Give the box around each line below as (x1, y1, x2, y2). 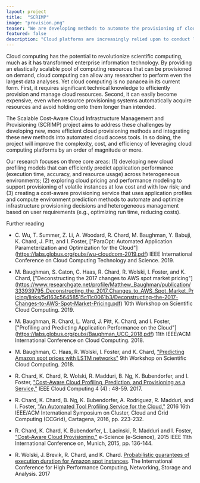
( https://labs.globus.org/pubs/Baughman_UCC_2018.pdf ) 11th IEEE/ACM (14, 331, 191, 337)
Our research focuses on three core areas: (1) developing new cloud (6, 158, 174, 165)
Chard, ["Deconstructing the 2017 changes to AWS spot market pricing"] (14, 275, 193, 281)
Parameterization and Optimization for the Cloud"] (14, 244, 138, 251)
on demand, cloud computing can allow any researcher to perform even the (6, 72, 192, 79)
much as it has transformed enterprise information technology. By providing (6, 59, 192, 66)
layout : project (6, 8, 46, 15)
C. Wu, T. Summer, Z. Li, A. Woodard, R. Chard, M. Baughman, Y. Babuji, (14, 231, 192, 239)
